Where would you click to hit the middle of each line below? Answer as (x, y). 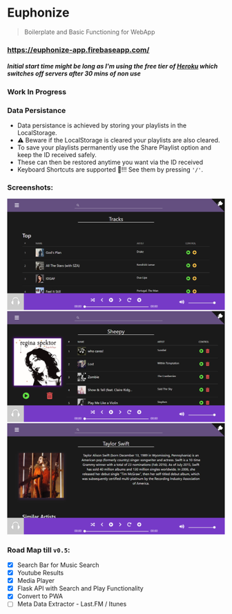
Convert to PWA (40, 596)
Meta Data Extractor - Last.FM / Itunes (72, 604)
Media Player (36, 581)
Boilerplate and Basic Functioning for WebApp (89, 32)
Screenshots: (30, 188)
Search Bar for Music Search (58, 565)
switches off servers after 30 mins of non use (74, 73)
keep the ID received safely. (57, 155)
